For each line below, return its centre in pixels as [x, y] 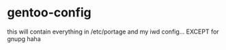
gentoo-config [49, 13]
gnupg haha [24, 38]
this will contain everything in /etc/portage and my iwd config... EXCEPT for [113, 32]
